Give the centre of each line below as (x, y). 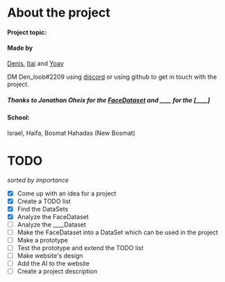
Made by (20, 48)
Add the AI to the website (53, 263)
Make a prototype (42, 240)
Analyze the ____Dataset (52, 224)
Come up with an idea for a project (66, 193)
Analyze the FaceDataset (53, 216)
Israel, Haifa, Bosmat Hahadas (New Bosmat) (71, 133)
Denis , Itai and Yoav (36, 63)
